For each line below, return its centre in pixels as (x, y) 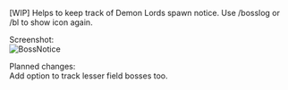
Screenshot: (32, 40)
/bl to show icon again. (51, 22)
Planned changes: (42, 66)
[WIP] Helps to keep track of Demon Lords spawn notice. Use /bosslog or (144, 13)
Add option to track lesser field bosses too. (89, 76)
